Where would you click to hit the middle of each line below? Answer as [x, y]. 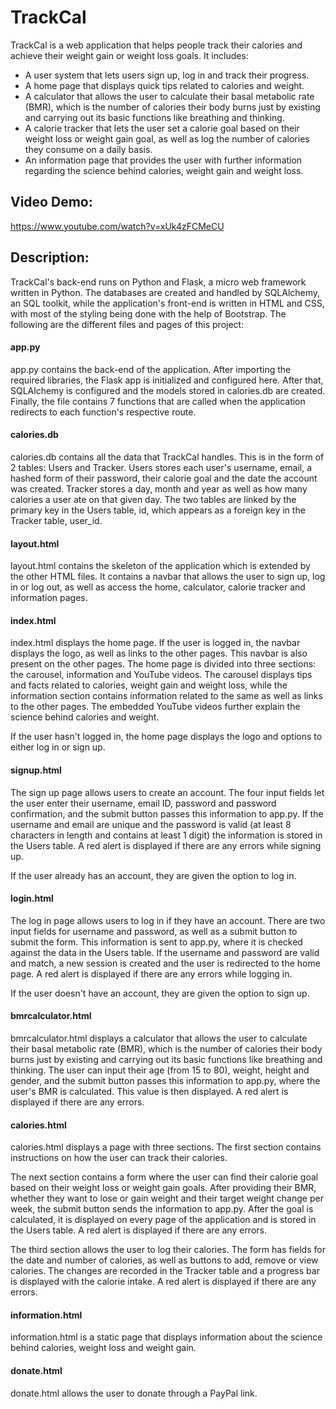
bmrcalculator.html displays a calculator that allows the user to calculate [159, 1038]
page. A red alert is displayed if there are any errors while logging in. [151, 973]
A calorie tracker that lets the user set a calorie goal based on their [162, 128]
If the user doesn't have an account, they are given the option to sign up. [160, 993]
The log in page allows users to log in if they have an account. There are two [168, 920]
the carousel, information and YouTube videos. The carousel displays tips [161, 675]
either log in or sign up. [58, 747]
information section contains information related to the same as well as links [166, 696]
